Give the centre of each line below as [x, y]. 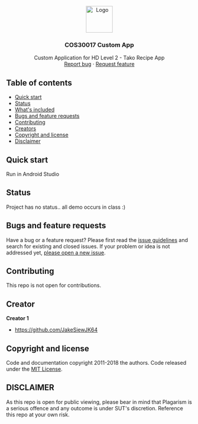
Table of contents [39, 83]
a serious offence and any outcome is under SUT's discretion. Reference [95, 408]
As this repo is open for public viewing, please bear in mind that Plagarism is [99, 402]
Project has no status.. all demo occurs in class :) [66, 207]
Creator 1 [17, 318]
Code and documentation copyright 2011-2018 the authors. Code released [96, 362]
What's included [35, 110]
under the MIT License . [35, 369]
